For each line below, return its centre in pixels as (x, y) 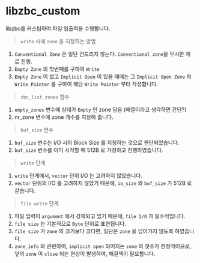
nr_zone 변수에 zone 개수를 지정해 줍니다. (64, 117)
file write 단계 (40, 203)
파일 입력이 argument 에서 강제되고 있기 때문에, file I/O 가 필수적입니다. (100, 216)
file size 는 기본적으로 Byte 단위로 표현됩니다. (70, 223)
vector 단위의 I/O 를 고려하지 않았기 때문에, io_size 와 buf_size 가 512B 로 (103, 183)
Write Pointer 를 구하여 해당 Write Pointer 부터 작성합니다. (86, 84)
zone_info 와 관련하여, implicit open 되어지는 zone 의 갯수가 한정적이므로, (103, 246)
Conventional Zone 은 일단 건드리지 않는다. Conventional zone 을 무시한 (99, 54)
